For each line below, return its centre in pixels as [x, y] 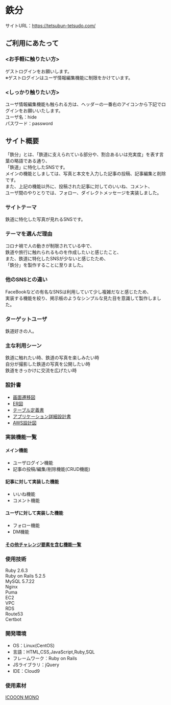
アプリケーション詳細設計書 [42, 416]
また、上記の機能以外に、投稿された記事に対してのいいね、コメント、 [79, 186]
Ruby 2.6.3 [17, 570]
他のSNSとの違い [26, 280]
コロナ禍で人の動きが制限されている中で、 [50, 246]
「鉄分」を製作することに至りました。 [45, 265]
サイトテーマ [21, 207]
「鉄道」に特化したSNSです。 [36, 167]
